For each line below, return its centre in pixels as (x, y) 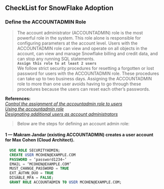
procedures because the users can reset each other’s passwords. (83, 89)
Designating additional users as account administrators (61, 114)
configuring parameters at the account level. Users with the (77, 43)
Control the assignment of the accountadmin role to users (64, 104)
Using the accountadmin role (34, 109)
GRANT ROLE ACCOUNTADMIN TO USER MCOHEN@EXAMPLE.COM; (66, 182)
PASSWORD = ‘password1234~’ (38, 159)
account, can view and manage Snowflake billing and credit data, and (87, 53)
